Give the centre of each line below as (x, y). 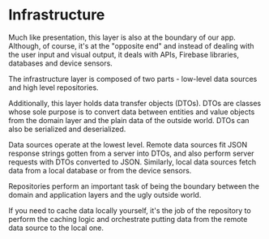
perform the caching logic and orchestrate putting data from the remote (128, 219)
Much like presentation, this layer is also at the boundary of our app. (122, 37)
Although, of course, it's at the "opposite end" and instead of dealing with (131, 45)
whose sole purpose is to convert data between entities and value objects (132, 112)
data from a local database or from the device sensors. (100, 170)
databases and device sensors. (61, 63)
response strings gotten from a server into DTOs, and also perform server (131, 153)
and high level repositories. (53, 87)
